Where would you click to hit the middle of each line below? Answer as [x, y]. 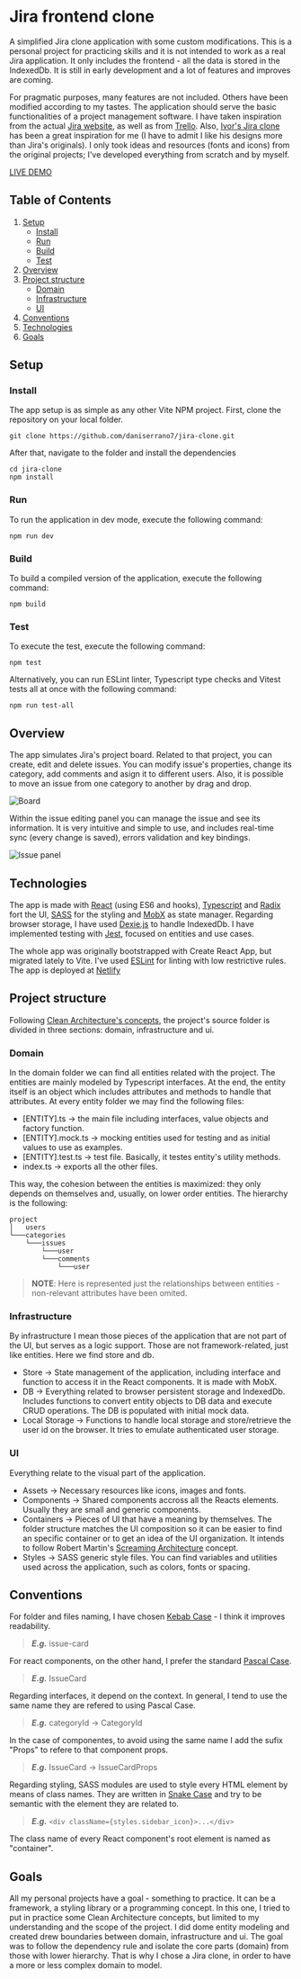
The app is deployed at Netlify [65, 970]
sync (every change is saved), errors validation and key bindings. [130, 838]
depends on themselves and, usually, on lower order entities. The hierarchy [149, 1193]
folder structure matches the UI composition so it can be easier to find [152, 1528]
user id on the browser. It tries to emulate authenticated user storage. [150, 1430]
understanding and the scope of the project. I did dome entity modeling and [150, 1927]
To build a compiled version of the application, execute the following [136, 579]
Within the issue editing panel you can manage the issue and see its [135, 819]
